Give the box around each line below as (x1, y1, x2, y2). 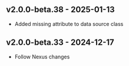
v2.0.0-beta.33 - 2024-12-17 (6, 38, 114, 48)
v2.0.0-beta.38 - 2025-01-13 (6, 5, 115, 15)
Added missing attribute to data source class (14, 20, 124, 27)
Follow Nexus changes (14, 53, 70, 60)
